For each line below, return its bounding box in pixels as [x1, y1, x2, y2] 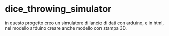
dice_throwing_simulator [5, 3, 112, 15]
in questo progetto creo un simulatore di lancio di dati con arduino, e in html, [5, 20, 164, 26]
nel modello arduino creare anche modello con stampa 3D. [5, 25, 127, 31]
